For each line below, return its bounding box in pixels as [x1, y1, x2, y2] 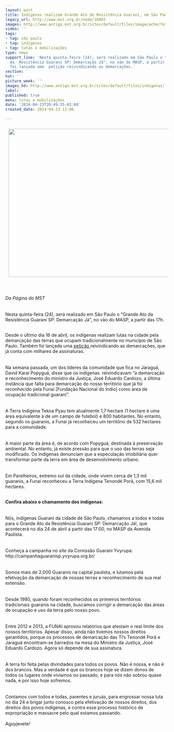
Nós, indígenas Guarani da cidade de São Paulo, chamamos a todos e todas [5, 515, 164, 521]
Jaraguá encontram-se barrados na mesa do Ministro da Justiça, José [5, 640, 153, 645]
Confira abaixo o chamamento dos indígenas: [5, 499, 103, 505]
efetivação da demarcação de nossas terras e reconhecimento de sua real [5, 575, 161, 581]
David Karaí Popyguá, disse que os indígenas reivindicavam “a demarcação [5, 370, 165, 376]
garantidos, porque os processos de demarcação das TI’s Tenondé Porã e [5, 634, 161, 640]
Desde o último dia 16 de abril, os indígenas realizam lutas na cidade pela [5, 332, 159, 338]
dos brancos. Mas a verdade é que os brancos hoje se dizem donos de [5, 667, 154, 672]
